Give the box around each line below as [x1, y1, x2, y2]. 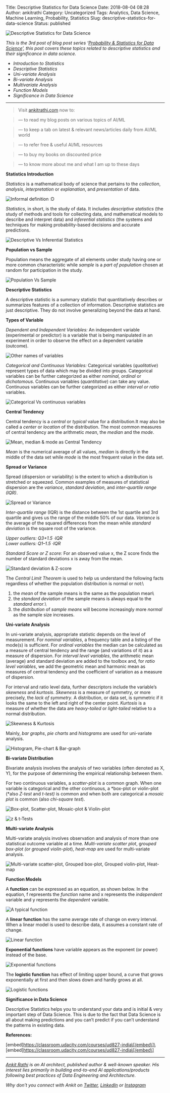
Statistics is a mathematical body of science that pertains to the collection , [6, 181, 161, 187]
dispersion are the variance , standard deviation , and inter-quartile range [6, 484, 157, 490]
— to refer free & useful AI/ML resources [18, 142, 103, 148]
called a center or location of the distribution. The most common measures [6, 424, 161, 430]
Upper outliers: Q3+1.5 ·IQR [6, 535, 63, 541]
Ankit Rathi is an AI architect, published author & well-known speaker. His [6, 1062, 159, 1067]
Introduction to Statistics [13, 61, 65, 66]
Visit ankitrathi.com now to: [18, 107, 75, 113]
